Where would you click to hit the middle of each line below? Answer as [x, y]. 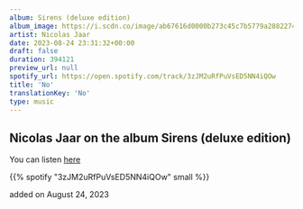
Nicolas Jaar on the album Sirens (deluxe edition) [150, 137]
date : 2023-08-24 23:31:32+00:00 [72, 43]
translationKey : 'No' [50, 93]
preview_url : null [44, 68]
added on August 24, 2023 [60, 195]
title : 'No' [32, 85]
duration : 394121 [42, 59]
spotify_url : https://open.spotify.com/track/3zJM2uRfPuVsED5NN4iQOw [143, 77]
